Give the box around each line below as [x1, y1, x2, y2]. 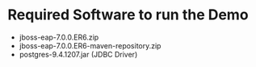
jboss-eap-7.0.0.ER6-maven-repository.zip [19, 40, 162, 50]
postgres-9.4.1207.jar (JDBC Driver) [19, 49, 138, 59]
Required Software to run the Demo [7, 6, 249, 24]
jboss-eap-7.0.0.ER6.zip [19, 32, 99, 42]
